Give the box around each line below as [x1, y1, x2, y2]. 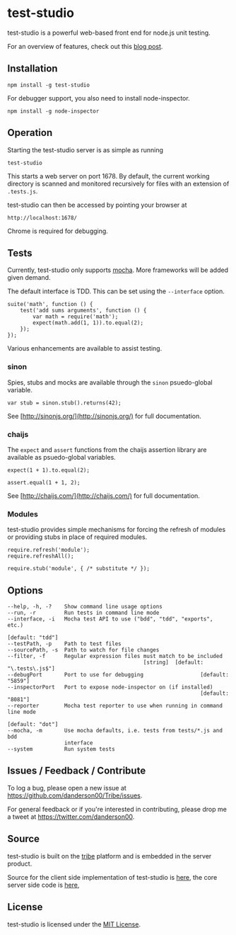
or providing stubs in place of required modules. [7, 533, 148, 541]
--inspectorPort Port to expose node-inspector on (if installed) [7, 684, 213, 691]
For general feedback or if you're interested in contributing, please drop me [7, 805, 228, 813]
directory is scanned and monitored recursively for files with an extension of [7, 179, 230, 188]
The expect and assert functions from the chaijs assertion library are [7, 445, 207, 454]
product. [7, 859, 33, 868]
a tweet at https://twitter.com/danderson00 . [7, 812, 135, 821]
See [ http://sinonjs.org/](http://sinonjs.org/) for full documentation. [7, 412, 201, 420]
